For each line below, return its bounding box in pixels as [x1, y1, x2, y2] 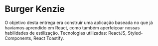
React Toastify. [33, 35, 64, 41]
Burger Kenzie [4, 3, 65, 15]
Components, [4, 35, 33, 41]
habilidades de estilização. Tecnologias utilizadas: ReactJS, [4, 30, 127, 36]
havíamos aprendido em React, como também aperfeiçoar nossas [4, 24, 140, 30]
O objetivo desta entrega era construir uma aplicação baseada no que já [4, 20, 153, 25]
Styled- [127, 30, 143, 36]
